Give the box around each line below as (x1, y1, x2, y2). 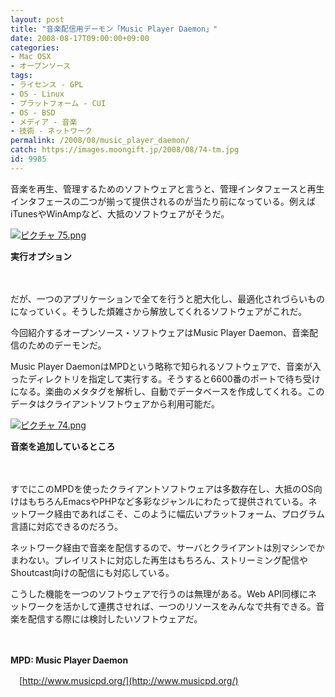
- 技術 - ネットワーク (10, 126, 93, 136)
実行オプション (10, 250, 72, 262)
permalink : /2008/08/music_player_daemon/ (10, 136, 190, 146)
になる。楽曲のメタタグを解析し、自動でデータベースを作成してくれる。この (10, 385, 325, 397)
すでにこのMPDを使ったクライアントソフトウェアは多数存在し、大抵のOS (10, 482, 314, 495)
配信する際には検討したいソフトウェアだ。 (27, 612, 203, 625)
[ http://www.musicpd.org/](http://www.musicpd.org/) (18, 674, 239, 686)
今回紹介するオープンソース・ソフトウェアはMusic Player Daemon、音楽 (10, 326, 310, 338)
